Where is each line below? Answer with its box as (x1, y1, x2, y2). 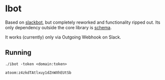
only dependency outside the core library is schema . (5, 24, 112, 30)
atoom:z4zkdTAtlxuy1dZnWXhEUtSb (5, 70, 71, 75)
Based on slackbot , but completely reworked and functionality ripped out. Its (5, 19, 161, 25)
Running (5, 48, 32, 57)
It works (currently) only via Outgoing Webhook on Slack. (5, 34, 122, 40)
